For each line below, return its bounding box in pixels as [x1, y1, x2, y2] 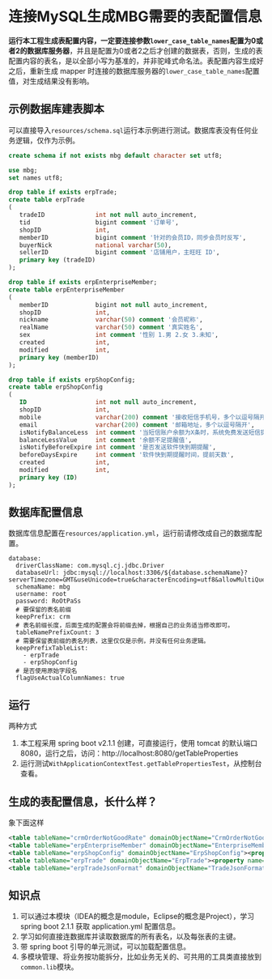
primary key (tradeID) [19, 256, 96, 264]
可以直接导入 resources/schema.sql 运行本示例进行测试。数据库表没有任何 [8, 125, 252, 134]
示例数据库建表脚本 [8, 102, 104, 116]
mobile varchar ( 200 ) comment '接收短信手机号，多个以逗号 [19, 413, 253, 421]
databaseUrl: [15, 568, 60, 577]
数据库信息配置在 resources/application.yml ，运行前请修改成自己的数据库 [8, 528, 255, 538]
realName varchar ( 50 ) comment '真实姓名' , [19, 323, 204, 332]
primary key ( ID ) [19, 473, 79, 482]
